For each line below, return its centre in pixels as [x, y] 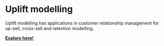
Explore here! [20, 38]
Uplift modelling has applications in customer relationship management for [82, 23]
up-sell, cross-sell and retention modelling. [50, 28]
